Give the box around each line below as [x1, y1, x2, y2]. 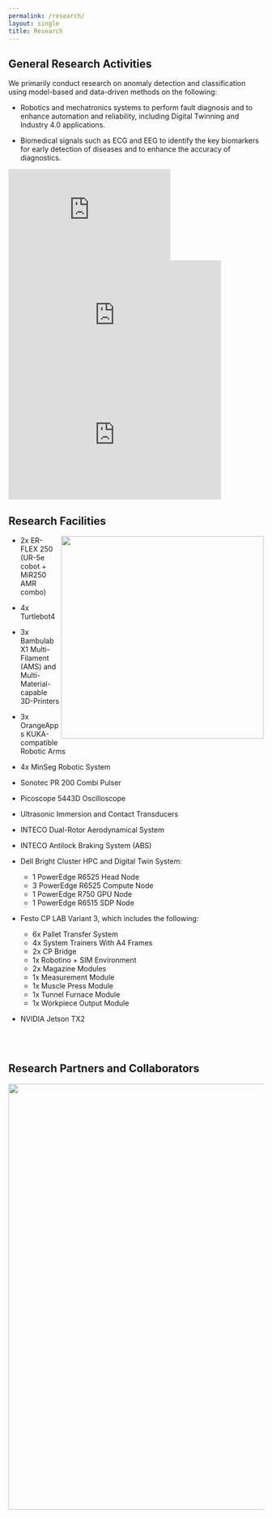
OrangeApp [19, 721, 59, 730]
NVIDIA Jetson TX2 [19, 1014, 85, 1023]
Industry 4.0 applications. [19, 120, 105, 130]
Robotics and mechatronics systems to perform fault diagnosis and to [19, 103, 253, 113]
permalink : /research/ [8, 11, 85, 20]
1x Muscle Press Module [32, 981, 113, 990]
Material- [19, 679, 51, 688]
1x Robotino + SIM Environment [32, 955, 137, 965]
